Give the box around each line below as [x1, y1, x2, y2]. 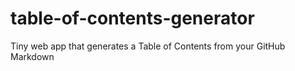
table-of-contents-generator [10, 7, 255, 30]
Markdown [10, 50, 55, 62]
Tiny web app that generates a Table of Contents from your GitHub [10, 40, 286, 52]
